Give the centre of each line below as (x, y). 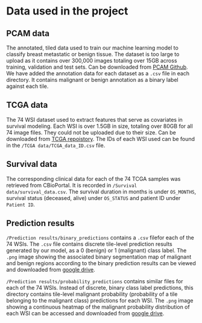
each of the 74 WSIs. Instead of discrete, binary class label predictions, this (100, 288)
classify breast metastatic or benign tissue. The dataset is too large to (93, 54)
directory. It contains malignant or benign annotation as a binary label (93, 80)
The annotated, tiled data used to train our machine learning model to (93, 48)
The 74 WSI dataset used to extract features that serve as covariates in (94, 119)
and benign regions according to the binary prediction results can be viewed (101, 263)
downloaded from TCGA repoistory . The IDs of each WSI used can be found (100, 139)
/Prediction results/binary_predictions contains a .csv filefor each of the (100, 238)
